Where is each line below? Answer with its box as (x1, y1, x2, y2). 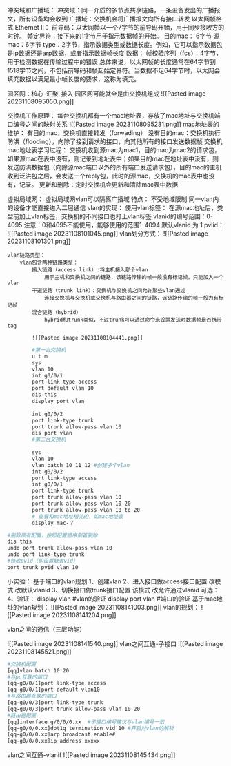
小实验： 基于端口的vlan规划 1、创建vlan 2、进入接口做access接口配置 (7, 577, 208, 586)
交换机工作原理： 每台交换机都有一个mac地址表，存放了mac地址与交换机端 (7, 112, 221, 119)
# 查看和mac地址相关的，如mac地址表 (32, 513, 124, 520)
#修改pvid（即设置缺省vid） (7, 557, 79, 564)
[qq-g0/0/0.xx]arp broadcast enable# (7, 731, 116, 738)
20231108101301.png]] (7, 237, 71, 245)
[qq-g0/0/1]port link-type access (7, 680, 107, 687)
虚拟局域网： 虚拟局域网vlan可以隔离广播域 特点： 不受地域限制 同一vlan (7, 195, 213, 203)
